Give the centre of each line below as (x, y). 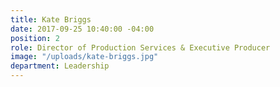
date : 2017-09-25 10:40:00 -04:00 (82, 29)
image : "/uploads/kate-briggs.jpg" (84, 57)
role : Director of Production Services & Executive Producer (140, 47)
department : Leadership (60, 66)
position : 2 (35, 38)
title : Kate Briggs (51, 19)
